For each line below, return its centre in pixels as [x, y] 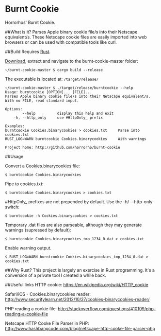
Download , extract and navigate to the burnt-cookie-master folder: [72, 61]
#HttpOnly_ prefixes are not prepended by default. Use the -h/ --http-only [79, 202]
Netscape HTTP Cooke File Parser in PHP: [47, 323]
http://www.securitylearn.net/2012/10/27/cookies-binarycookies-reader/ [77, 299]
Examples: [15, 126]
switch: [12, 207]
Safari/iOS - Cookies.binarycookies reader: [48, 294]
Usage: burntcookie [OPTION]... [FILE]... [48, 92]
